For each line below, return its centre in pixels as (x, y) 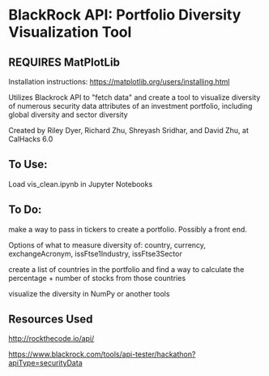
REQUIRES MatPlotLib (64, 62)
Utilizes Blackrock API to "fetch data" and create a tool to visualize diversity (134, 97)
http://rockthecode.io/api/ (51, 339)
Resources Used (51, 320)
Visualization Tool (70, 32)
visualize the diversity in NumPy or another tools (89, 293)
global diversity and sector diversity (68, 115)
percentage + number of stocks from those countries (97, 278)
